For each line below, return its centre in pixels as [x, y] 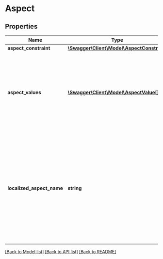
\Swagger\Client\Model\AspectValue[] [113, 92]
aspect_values [24, 92]
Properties [21, 26]
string [75, 188]
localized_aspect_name [35, 188]
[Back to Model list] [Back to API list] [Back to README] [61, 252]
